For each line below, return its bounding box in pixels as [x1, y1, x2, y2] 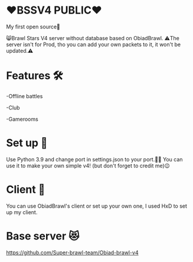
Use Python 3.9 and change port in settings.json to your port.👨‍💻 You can [6, 156, 183, 163]
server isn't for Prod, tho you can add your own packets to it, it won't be [6, 41, 181, 48]
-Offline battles [6, 92, 43, 99]
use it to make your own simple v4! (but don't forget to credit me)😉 [6, 162, 170, 169]
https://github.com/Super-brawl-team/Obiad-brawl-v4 [6, 249, 139, 256]
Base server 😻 [6, 229, 80, 242]
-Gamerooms [6, 115, 38, 122]
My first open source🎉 [6, 23, 61, 30]
